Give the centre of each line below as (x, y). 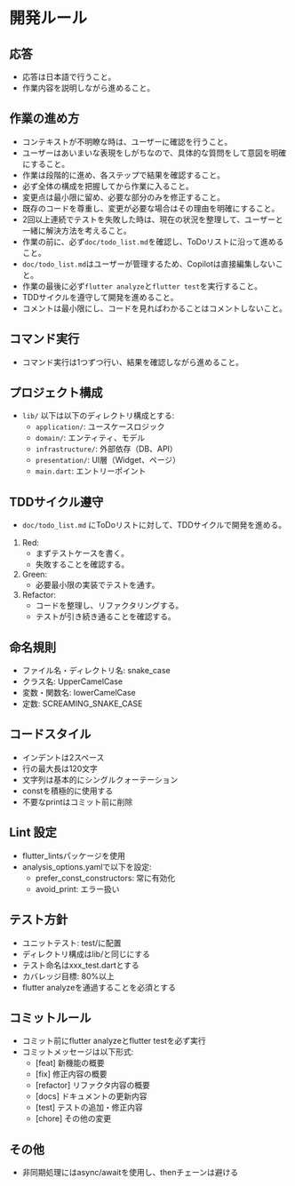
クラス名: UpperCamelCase (72, 681)
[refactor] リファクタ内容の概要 (93, 1086)
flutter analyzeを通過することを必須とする (99, 987)
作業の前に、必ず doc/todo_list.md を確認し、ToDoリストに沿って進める (153, 242)
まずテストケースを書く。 (82, 553)
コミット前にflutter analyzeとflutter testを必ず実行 (114, 1041)
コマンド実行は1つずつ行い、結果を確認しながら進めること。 (133, 362)
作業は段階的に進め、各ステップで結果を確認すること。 (123, 175)
